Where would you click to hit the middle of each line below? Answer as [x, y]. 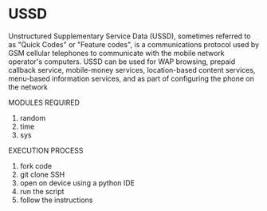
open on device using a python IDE [77, 183]
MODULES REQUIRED [44, 102]
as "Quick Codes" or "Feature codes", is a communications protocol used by [134, 44]
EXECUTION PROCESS [46, 150]
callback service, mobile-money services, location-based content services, [132, 70]
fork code [36, 165]
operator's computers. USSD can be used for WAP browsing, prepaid [122, 62]
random [33, 117]
